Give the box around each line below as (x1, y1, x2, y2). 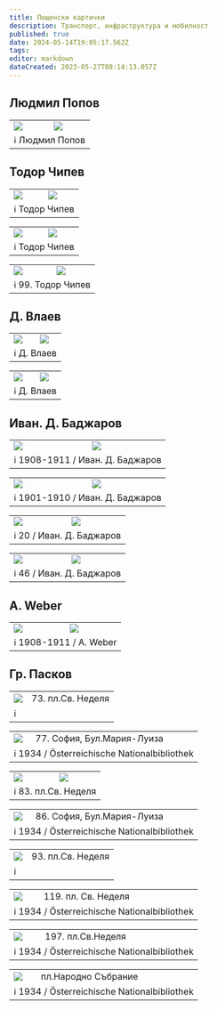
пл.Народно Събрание (40, 970, 139, 982)
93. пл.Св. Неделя (31, 850, 109, 862)
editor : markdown (9, 54, 74, 63)
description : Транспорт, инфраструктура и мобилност (9, 21, 209, 30)
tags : (9, 46, 29, 55)
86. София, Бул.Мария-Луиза (35, 810, 165, 822)
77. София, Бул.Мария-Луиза (35, 731, 165, 744)
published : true (9, 29, 69, 38)
